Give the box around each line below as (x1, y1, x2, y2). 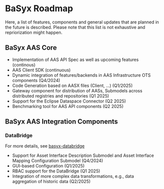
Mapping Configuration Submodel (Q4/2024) (12, 158, 103, 164)
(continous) (12, 62, 36, 67)
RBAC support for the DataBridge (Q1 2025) (12, 168, 100, 174)
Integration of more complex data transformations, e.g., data (12, 173, 134, 179)
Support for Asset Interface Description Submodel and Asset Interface (12, 152, 154, 159)
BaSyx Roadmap (5, 3, 73, 14)
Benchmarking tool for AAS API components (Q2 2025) (12, 103, 124, 109)
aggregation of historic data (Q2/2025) (12, 179, 91, 185)
